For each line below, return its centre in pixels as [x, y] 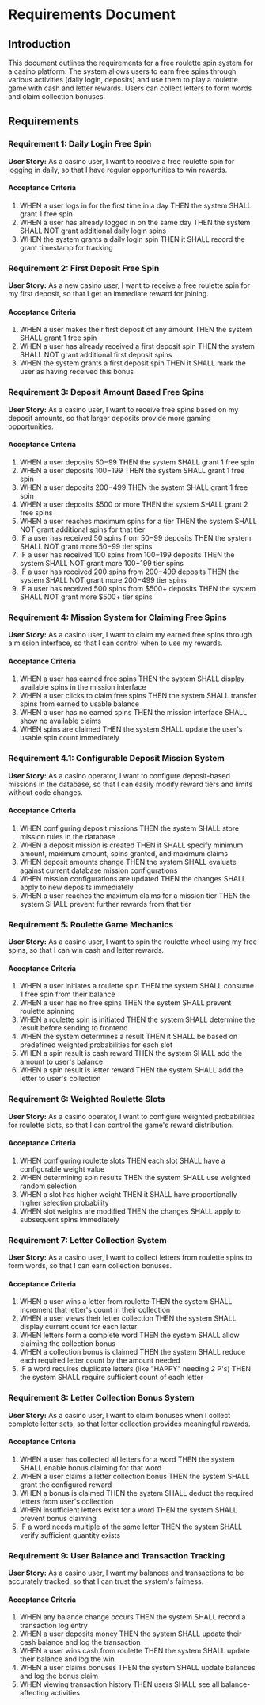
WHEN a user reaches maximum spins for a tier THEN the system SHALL [138, 521]
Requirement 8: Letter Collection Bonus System [102, 1398]
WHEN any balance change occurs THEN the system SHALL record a [132, 1617]
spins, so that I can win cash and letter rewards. [86, 950]
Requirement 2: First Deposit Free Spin [84, 268]
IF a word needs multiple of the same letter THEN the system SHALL [131, 1527]
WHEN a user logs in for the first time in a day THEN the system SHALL [135, 205]
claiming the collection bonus [68, 1344]
